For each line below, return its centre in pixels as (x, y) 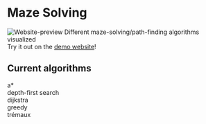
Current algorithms (49, 68)
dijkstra (18, 100)
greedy (17, 107)
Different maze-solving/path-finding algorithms (132, 32)
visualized (22, 39)
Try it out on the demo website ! (52, 46)
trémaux (19, 114)
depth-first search (33, 92)
